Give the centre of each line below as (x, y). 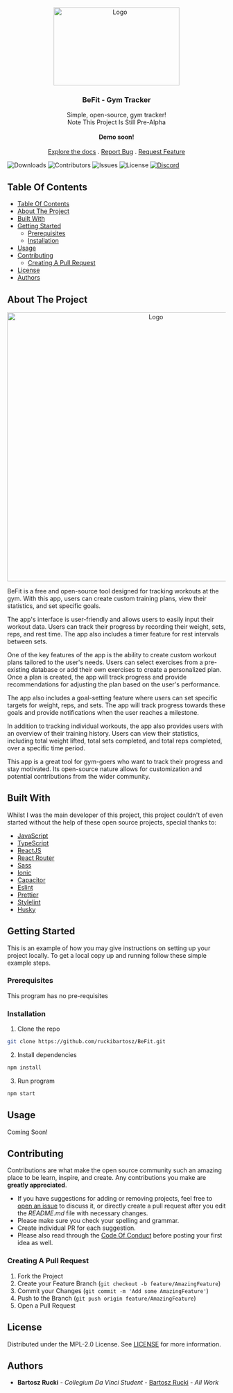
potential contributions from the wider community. (79, 776)
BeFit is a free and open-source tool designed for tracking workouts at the (113, 591)
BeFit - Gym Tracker (116, 99)
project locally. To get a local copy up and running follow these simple (107, 955)
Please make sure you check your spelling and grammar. (98, 1221)
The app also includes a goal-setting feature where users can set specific (112, 698)
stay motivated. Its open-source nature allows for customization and (105, 769)
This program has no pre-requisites (58, 995)
